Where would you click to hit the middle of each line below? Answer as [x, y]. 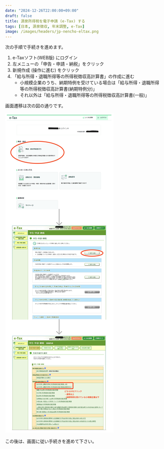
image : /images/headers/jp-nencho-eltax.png [52, 32]
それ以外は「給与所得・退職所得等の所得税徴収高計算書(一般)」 [84, 95]
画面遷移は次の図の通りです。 [36, 106]
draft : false [19, 16]
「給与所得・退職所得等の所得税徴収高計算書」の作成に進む [73, 76]
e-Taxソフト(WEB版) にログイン [45, 58]
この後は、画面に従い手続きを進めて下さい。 [51, 442]
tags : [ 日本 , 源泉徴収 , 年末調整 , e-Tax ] [45, 26]
